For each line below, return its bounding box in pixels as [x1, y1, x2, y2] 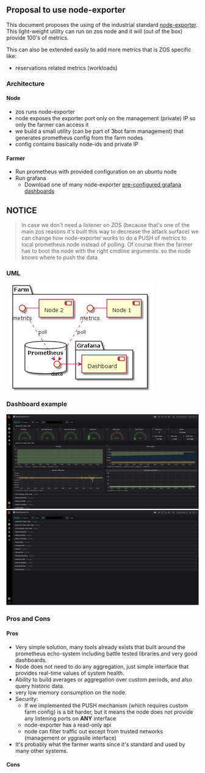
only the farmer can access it [15, 121, 89, 128]
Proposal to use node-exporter [6, 5, 126, 15]
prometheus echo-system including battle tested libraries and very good [15, 650, 198, 657]
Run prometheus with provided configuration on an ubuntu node [15, 168, 177, 176]
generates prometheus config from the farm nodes [15, 134, 143, 141]
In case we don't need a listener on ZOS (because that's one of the [21, 221, 190, 228]
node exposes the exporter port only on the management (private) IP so [15, 114, 196, 121]
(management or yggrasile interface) [24, 734, 117, 741]
